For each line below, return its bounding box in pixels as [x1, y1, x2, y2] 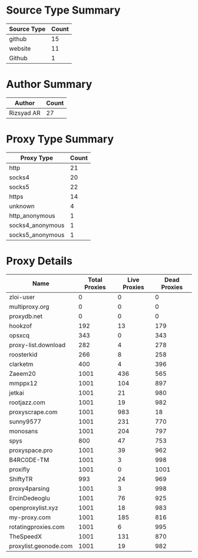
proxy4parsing [9, 484, 50, 493]
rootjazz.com [9, 398, 45, 407]
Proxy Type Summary [6, 133, 114, 146]
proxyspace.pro [9, 446, 53, 454]
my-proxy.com [9, 513, 51, 521]
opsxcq [9, 331, 30, 339]
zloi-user [9, 293, 35, 301]
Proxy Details [6, 255, 72, 268]
